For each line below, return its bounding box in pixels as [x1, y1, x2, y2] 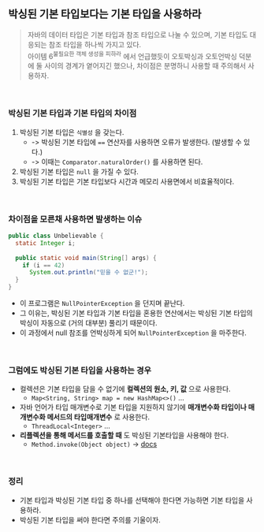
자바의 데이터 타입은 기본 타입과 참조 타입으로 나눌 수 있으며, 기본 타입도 [27, 30, 248, 39]
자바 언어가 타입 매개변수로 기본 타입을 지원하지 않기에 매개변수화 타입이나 [19, 403, 247, 412]
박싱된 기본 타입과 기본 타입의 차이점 [8, 108, 137, 119]
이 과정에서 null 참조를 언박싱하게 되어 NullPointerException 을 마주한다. [19, 328, 247, 337]
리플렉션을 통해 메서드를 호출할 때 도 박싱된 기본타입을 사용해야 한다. [19, 430, 229, 440]
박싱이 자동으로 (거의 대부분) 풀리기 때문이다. [19, 318, 158, 328]
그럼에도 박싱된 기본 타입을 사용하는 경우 [8, 365, 152, 376]
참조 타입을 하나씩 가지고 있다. [48, 39, 142, 49]
